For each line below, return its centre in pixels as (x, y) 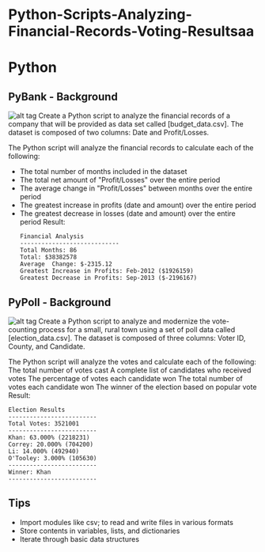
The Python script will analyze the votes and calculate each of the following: (132, 362)
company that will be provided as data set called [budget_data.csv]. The (126, 124)
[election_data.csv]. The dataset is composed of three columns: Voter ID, (127, 338)
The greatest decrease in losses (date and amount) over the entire (127, 214)
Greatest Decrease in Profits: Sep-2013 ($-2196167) (108, 278)
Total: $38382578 (48, 257)
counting (23, 329)
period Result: (42, 222)
